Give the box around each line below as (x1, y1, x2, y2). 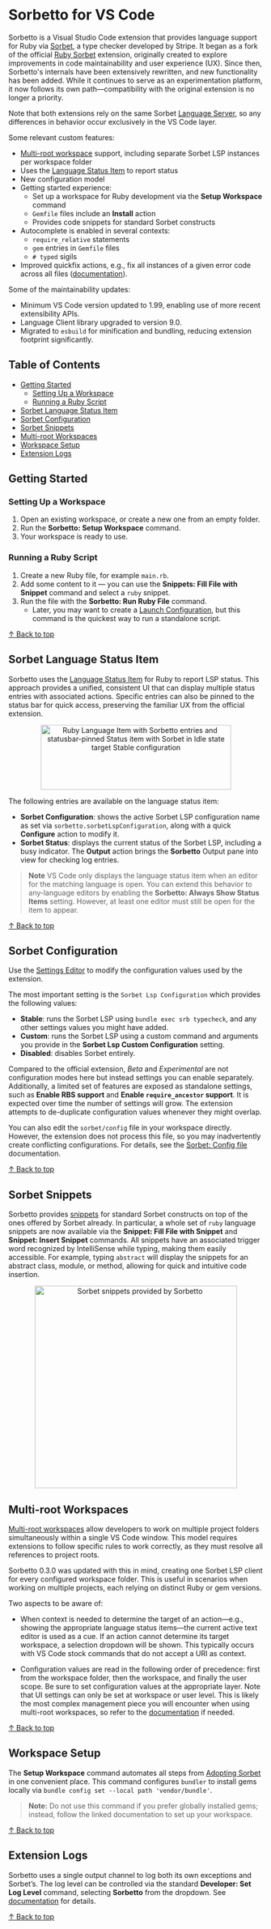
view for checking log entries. (19, 854, 120, 864)
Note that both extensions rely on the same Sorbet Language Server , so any (8, 108, 261, 118)
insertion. (8, 1270, 40, 1280)
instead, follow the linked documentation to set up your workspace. (28, 1809, 253, 1819)
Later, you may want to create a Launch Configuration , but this (32, 605, 241, 615)
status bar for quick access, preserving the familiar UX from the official (8, 700, 245, 709)
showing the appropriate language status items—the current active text (19, 1622, 258, 1633)
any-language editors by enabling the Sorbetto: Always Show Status (28, 888, 260, 897)
